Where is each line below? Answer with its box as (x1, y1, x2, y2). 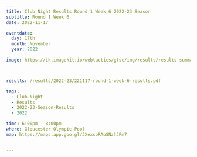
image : (6, 57, 22, 63)
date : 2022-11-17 (6, 19, 49, 25)
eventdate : (6, 30, 33, 36)
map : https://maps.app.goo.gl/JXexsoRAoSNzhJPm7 (6, 131, 127, 138)
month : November (11, 41, 51, 47)
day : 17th (11, 36, 35, 42)
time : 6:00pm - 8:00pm (6, 121, 62, 127)
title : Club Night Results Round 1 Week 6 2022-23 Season (6, 8, 151, 15)
